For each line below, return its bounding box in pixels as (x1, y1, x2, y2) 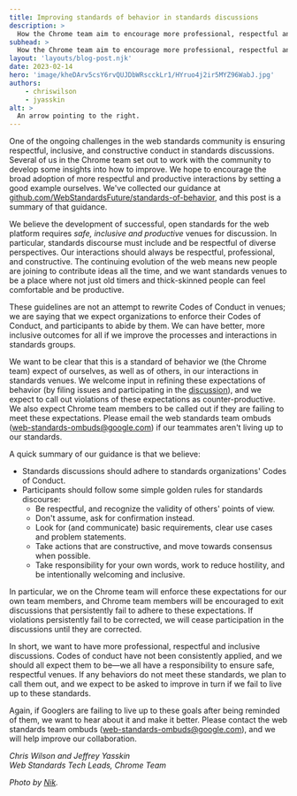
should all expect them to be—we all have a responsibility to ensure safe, (9, 660, 275, 670)
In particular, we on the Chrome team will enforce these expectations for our (9, 586, 287, 597)
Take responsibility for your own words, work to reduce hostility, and (34, 560, 286, 570)
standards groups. (9, 340, 76, 350)
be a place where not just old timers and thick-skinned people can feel (9, 275, 266, 286)
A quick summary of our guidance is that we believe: (9, 448, 201, 460)
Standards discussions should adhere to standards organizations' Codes (21, 466, 287, 477)
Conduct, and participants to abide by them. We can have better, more (9, 320, 265, 332)
